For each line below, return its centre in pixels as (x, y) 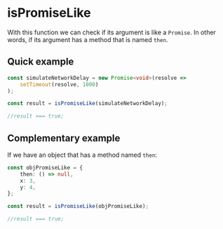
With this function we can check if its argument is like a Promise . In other (111, 32)
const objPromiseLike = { (45, 167)
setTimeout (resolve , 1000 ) (59, 84)
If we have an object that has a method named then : (82, 155)
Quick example (41, 62)
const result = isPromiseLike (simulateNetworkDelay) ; (88, 104)
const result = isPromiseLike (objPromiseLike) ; (78, 207)
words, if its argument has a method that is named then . (88, 39)
